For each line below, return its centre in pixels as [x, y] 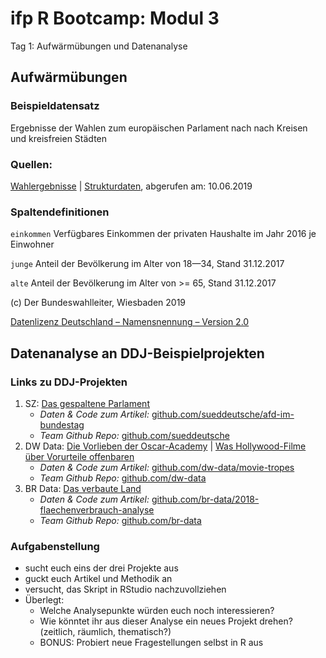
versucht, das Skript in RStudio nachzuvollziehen [125, 589]
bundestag [62, 424]
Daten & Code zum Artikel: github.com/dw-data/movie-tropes [167, 467]
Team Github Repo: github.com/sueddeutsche [134, 435]
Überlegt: [44, 600]
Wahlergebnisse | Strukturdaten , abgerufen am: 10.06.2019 [131, 186]
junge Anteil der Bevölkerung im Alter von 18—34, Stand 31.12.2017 [147, 264]
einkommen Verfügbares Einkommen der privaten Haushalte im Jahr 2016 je [163, 234]
